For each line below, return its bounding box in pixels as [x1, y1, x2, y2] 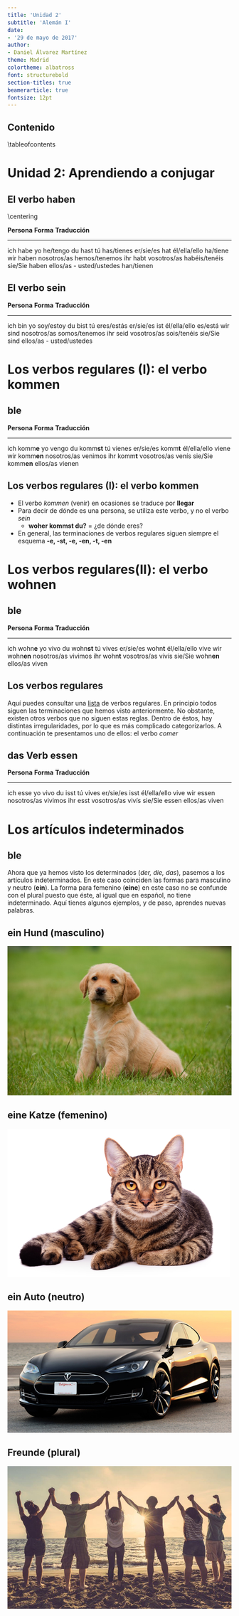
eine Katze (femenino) [7, 1110, 108, 1122]
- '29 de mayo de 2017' [7, 34, 78, 41]
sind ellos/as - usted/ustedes [7, 336, 93, 345]
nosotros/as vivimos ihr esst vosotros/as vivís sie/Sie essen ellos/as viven [7, 797, 224, 805]
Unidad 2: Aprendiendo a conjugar [7, 165, 215, 181]
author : [7, 41, 31, 49]
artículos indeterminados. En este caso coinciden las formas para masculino [7, 876, 231, 885]
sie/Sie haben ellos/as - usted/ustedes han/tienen [7, 262, 154, 270]
